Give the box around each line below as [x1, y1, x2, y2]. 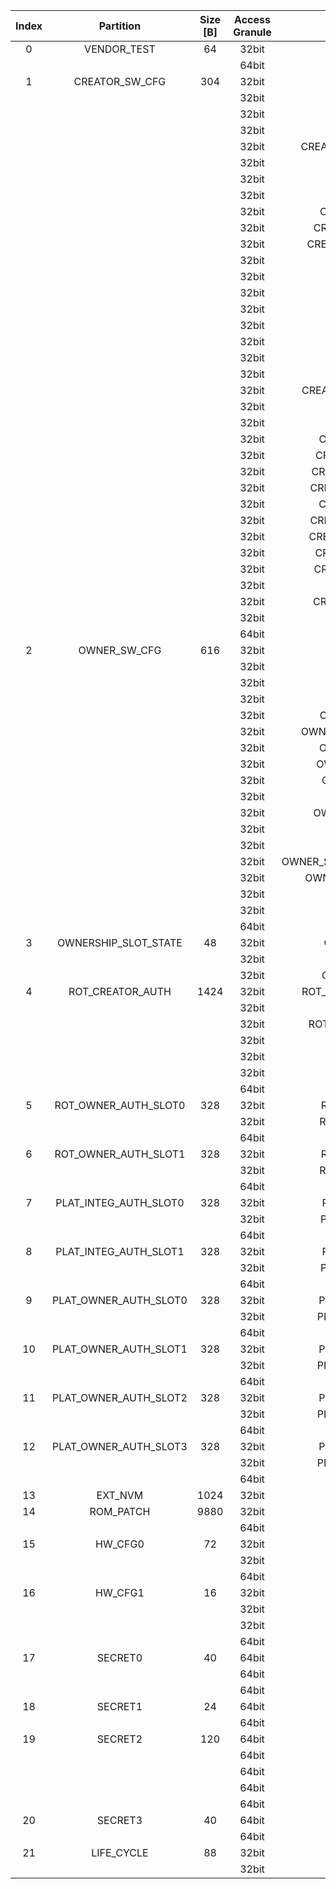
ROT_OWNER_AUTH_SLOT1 [54, 1147, 186, 1161]
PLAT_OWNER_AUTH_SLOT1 [52, 1342, 188, 1356]
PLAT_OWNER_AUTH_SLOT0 [52, 1294, 188, 1307]
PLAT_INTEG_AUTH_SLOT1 [55, 1245, 185, 1258]
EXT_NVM [96, 1489, 144, 1502]
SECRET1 [96, 1700, 143, 1713]
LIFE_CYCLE [91, 1846, 149, 1859]
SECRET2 [96, 1732, 143, 1746]
